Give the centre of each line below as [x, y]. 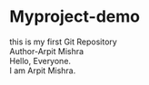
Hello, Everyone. [40, 61]
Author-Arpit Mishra [47, 51]
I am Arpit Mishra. [43, 71]
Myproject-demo [75, 17]
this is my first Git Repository [64, 42]
